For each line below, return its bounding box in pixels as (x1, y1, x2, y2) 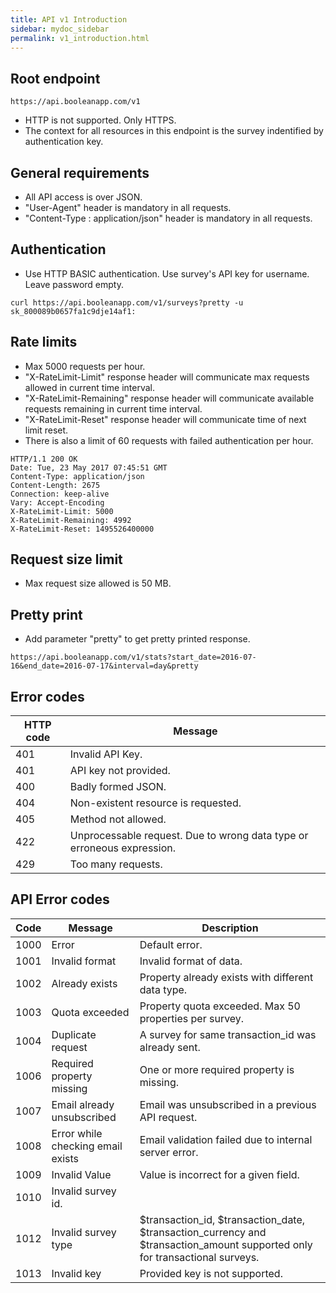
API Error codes (10, 891, 110, 908)
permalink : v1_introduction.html (10, 33, 150, 43)
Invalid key (51, 1266, 102, 1280)
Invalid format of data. (139, 954, 243, 968)
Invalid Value (51, 1167, 112, 1181)
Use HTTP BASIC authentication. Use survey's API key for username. (24, 267, 310, 280)
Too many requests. (69, 857, 163, 871)
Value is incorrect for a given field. (139, 1167, 300, 1181)
